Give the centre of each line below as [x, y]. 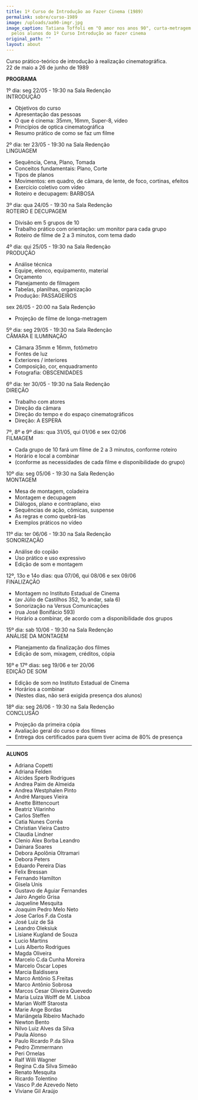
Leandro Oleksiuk [36, 928]
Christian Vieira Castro [42, 828]
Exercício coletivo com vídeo [49, 187]
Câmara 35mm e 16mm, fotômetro [56, 347]
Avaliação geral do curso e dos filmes [60, 730]
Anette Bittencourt [37, 803]
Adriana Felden [33, 771]
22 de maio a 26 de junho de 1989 [48, 67]
